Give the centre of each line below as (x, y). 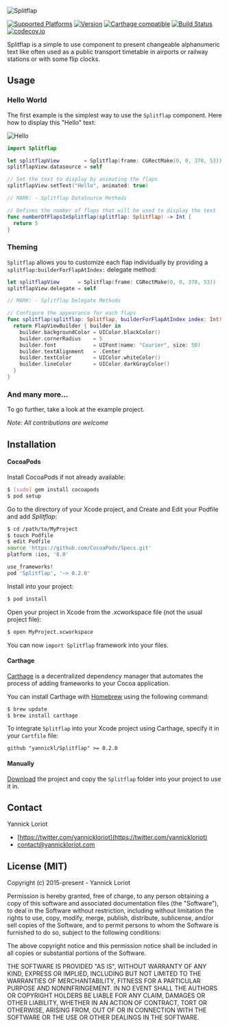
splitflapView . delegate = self (52, 288)
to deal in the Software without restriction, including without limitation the (110, 911)
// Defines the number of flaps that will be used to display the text (111, 210)
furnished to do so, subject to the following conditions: (84, 932)
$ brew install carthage (43, 716)
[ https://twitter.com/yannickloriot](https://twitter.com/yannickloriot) (112, 838)
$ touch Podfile (30, 535)
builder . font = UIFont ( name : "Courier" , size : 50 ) (110, 345)
